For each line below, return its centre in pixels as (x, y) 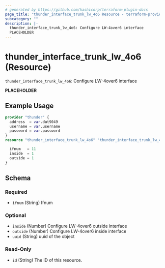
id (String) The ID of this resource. (47, 260)
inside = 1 (22, 153)
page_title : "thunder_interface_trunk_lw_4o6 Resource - (65, 14)
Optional (15, 215)
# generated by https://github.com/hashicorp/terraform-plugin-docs (77, 10)
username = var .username (35, 126)
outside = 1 (22, 158)
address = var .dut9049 (34, 122)
